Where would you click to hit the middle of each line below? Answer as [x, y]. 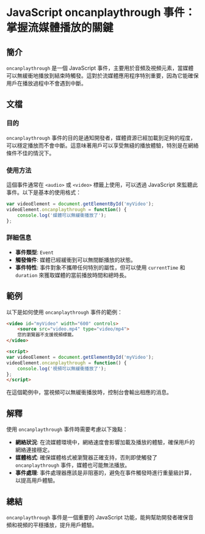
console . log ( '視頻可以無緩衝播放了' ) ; [62, 369]
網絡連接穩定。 [34, 450]
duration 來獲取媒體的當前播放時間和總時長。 [72, 275]
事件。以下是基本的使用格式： [44, 192]
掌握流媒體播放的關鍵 [60, 28]
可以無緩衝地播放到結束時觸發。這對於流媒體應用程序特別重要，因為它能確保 [103, 76]
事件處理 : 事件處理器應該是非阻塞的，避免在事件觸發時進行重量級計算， [105, 473]
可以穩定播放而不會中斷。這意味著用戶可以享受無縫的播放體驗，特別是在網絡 [103, 145]
